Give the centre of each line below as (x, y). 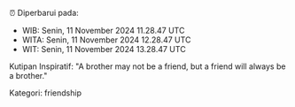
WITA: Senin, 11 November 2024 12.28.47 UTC (106, 40)
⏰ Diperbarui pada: (44, 13)
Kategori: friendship (46, 93)
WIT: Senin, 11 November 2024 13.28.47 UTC (104, 49)
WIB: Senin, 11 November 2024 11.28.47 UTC (103, 31)
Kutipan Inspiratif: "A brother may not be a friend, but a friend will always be (147, 66)
